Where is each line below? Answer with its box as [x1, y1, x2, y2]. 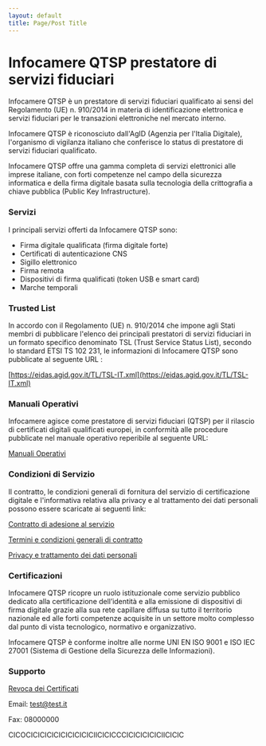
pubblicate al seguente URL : [8, 355, 104, 364]
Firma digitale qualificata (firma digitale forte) [19, 240, 169, 249]
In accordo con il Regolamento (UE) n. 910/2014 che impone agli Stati [8, 320, 236, 331]
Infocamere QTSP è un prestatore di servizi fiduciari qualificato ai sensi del [8, 96, 253, 106]
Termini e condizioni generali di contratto [8, 535, 143, 544]
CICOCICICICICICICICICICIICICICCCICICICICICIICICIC [8, 730, 185, 740]
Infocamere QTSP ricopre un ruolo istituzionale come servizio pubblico [8, 587, 241, 598]
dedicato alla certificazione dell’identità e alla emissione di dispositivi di [8, 596, 243, 606]
